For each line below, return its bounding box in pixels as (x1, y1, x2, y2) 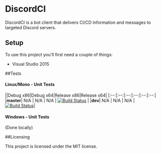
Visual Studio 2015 (12, 61, 49, 67)
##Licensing (5, 134, 30, 140)
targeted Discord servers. (5, 24, 56, 30)
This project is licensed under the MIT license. (5, 143, 97, 149)
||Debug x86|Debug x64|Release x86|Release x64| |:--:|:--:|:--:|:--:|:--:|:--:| (5, 92, 157, 98)
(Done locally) (5, 125, 33, 131)
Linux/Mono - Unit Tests (5, 82, 55, 87)
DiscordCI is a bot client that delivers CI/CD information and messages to (5, 19, 151, 25)
